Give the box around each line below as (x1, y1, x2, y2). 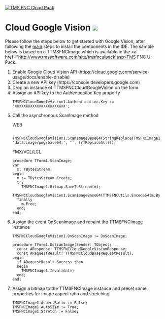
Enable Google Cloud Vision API (12, 69, 77, 75)
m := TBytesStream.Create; (17, 175, 72, 180)
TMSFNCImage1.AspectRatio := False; (12, 300, 88, 305)
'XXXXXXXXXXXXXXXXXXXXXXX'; (12, 104, 70, 109)
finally (17, 197, 33, 202)
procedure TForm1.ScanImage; (12, 158, 72, 163)
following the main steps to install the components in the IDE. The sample (5, 43, 154, 49)
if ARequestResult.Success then (17, 259, 83, 264)
